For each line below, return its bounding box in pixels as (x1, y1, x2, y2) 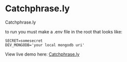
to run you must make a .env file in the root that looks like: (5, 29, 123, 34)
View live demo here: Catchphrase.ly (5, 51, 80, 57)
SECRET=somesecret (5, 38, 43, 43)
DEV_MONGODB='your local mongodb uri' (5, 42, 85, 47)
